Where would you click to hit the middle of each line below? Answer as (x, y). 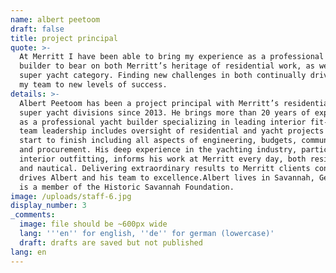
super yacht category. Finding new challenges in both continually (163, 76)
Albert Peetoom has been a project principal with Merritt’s (149, 103)
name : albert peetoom (55, 19)
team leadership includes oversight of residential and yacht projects (172, 131)
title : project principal (64, 38)
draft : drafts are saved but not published (111, 242)
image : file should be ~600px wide (93, 224)
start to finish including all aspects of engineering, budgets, (158, 141)
